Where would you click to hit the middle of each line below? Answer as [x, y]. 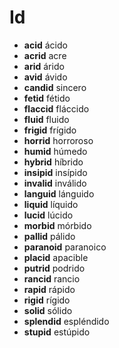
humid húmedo [55, 151]
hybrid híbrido [53, 162]
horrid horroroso [58, 140]
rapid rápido [49, 289]
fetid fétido [47, 98]
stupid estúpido [57, 332]
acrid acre [45, 55]
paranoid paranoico [65, 247]
